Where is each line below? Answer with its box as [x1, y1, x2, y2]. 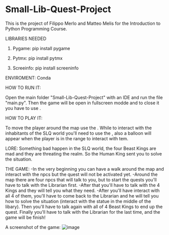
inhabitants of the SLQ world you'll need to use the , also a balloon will [5, 130, 152, 136]
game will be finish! [5, 214, 46, 220]
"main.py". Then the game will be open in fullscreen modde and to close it [5, 100, 159, 106]
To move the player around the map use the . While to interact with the [5, 125, 152, 131]
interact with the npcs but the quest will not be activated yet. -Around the [5, 171, 158, 177]
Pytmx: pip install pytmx [12, 55, 63, 61]
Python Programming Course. [5, 25, 67, 31]
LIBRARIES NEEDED [5, 35, 47, 42]
